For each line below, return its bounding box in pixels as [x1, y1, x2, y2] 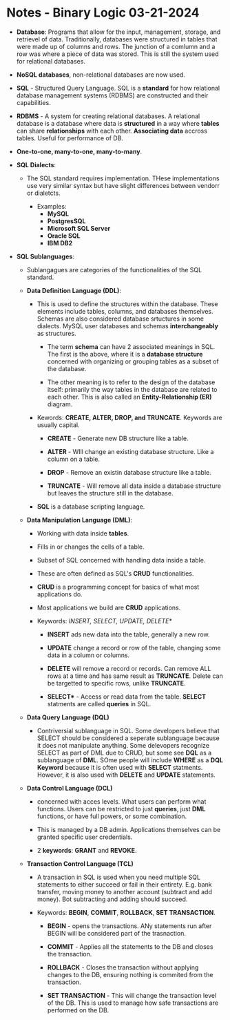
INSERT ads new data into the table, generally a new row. [47, 630, 211, 639]
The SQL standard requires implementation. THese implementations [26, 174, 220, 182]
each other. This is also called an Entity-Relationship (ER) [47, 393, 212, 401]
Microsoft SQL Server [47, 224, 111, 232]
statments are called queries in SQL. [47, 699, 151, 708]
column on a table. [47, 455, 101, 463]
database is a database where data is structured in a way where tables [16, 119, 220, 127]
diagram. [47, 399, 73, 408]
